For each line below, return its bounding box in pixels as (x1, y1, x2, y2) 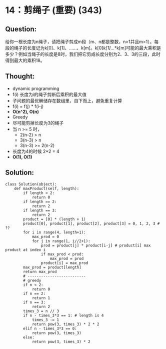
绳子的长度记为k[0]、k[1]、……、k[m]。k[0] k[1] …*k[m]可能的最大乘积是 (13, 45, 161, 50)
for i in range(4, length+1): (23, 229, 86, 235)
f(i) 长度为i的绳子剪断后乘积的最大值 (12, 91, 86, 97)
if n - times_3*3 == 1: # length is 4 (23, 313, 104, 318)
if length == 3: (23, 208, 57, 213)
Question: (5, 24, 37, 33)
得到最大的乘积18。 (5, 57, 45, 63)
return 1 (31, 295, 50, 300)
